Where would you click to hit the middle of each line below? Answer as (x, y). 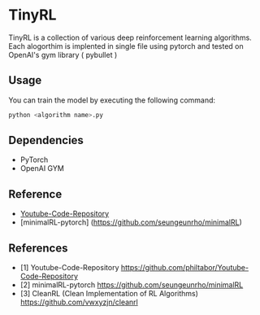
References (38, 248)
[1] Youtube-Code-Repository (69, 268)
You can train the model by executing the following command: (112, 100)
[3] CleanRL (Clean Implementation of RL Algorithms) (109, 294)
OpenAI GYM (42, 168)
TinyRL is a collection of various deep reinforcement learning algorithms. (130, 37)
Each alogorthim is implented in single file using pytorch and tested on (126, 46)
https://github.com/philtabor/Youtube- (185, 268)
